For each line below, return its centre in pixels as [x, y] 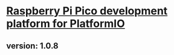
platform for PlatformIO [66, 24]
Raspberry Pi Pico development [87, 11]
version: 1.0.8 [32, 46]
